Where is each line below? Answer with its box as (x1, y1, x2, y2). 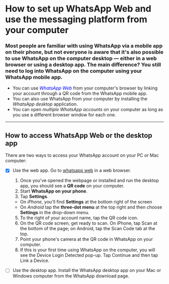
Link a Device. (20, 257, 50, 264)
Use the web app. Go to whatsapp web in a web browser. (12, 167, 131, 173)
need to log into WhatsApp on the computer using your (5, 67, 142, 74)
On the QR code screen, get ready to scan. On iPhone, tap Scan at (20, 220, 157, 226)
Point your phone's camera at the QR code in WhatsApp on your (20, 236, 153, 242)
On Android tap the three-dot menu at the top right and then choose (20, 204, 162, 210)
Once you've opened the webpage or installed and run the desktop (20, 177, 159, 183)
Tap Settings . (20, 194, 49, 200)
